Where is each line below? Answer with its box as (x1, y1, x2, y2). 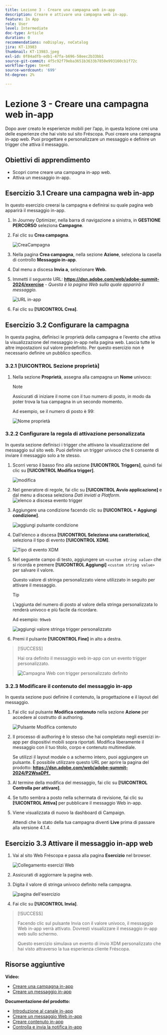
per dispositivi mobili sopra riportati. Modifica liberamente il (21, 739, 144, 745)
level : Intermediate (5, 26, 48, 31)
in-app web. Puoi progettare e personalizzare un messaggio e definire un (5, 136, 156, 142)
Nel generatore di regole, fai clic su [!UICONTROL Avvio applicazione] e (12, 486, 162, 492)
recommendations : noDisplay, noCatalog (5, 40, 88, 45)
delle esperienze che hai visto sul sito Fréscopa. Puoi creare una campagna (5, 130, 161, 136)
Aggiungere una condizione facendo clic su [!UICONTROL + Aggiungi (12, 507, 157, 513)
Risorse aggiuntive (5, 960, 65, 969)
